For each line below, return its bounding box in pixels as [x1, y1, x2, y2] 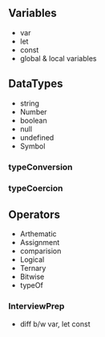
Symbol [19, 141, 46, 151]
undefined [19, 132, 55, 142]
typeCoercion [8, 183, 63, 194]
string [19, 98, 40, 108]
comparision [19, 246, 62, 256]
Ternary [19, 264, 46, 273]
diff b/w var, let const [19, 318, 91, 329]
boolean [19, 115, 47, 125]
